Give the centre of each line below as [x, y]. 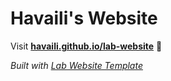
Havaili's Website [84, 18]
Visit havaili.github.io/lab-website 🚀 [86, 46]
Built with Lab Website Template [76, 65]
